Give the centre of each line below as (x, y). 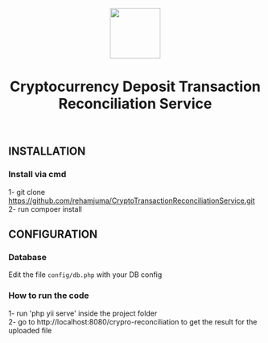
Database (27, 257)
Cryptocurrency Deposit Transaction (135, 87)
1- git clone (27, 192)
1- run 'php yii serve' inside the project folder (83, 313)
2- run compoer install (45, 209)
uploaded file (30, 330)
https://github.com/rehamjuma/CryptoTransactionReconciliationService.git (132, 200)
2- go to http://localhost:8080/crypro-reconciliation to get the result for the (133, 321)
